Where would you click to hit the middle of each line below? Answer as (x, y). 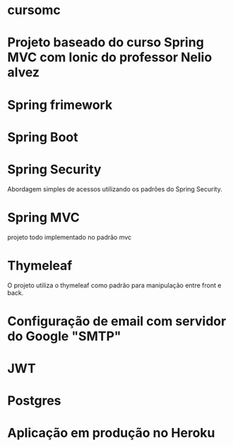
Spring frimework (60, 105)
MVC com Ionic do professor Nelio (110, 58)
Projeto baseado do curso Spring (106, 43)
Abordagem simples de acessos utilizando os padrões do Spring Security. (115, 189)
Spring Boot (43, 137)
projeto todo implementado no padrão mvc (70, 237)
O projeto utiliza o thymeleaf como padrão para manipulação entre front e (114, 285)
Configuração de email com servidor (117, 321)
